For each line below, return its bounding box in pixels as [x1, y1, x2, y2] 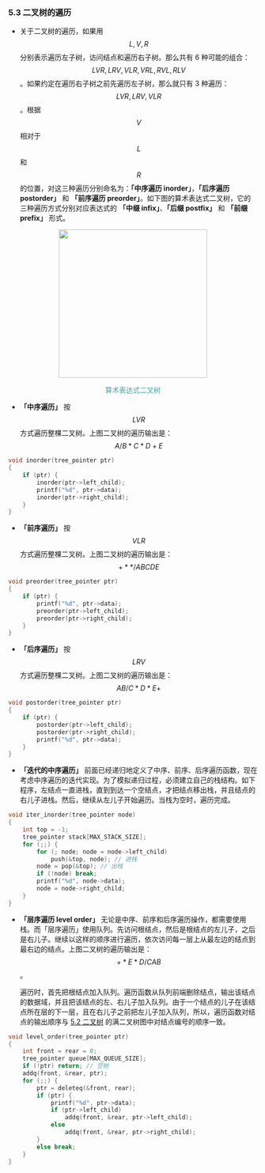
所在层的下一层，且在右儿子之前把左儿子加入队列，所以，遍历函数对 [26, 1007, 249, 1016]
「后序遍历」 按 [19, 645, 71, 654]
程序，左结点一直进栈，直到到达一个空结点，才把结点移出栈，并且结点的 [19, 785, 256, 795]
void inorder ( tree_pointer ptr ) [8, 456, 115, 464]
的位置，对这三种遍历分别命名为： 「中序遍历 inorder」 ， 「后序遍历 [19, 184, 230, 193]
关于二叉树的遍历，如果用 [19, 26, 104, 36]
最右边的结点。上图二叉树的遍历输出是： [19, 944, 152, 954]
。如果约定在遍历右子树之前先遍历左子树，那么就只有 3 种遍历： [19, 79, 229, 89]
